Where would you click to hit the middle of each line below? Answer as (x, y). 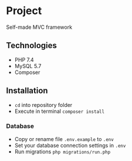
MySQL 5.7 (28, 66)
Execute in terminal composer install (59, 111)
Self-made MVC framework (39, 27)
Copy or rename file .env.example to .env (64, 139)
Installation (27, 91)
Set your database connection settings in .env (70, 145)
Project (24, 11)
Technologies (32, 46)
